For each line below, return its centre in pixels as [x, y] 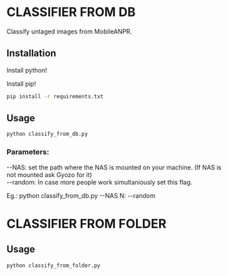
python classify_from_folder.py [53, 266]
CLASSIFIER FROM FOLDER [86, 223]
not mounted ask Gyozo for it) [49, 174]
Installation [31, 53]
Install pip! [21, 84]
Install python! [27, 70]
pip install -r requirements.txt [55, 96]
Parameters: [28, 152]
